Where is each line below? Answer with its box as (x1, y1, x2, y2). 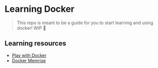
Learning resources (4, 39, 66, 48)
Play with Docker (11, 52, 47, 58)
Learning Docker (4, 3, 75, 15)
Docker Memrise (11, 58, 46, 64)
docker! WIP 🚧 (16, 25, 47, 31)
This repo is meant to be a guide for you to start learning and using (16, 20, 154, 26)
